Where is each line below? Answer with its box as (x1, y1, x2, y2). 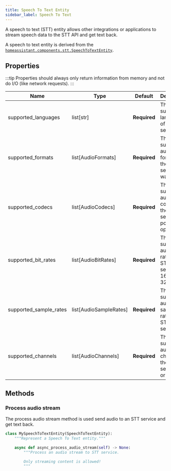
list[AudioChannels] (72, 352, 120, 359)
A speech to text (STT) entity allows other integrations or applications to (5, 26, 157, 32)
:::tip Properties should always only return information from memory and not (5, 75, 165, 81)
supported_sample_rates (8, 306, 67, 313)
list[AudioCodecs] (72, 204, 116, 211)
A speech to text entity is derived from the (5, 41, 94, 47)
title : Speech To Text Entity (5, 7, 70, 13)
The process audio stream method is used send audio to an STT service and (5, 416, 165, 422)
